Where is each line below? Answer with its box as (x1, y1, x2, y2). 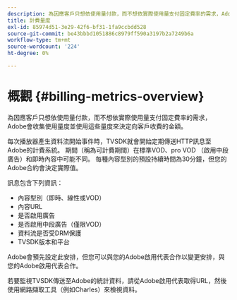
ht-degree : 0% (7, 50, 49, 57)
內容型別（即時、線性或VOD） (17, 193, 106, 202)
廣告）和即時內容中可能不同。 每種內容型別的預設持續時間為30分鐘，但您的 (7, 155, 227, 163)
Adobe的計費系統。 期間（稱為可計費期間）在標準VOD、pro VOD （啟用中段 (7, 145, 229, 154)
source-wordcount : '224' (7, 43, 80, 50)
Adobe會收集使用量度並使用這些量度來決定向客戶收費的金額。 (7, 121, 188, 131)
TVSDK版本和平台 (17, 237, 70, 246)
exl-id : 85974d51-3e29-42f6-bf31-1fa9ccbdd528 (7, 23, 147, 30)
